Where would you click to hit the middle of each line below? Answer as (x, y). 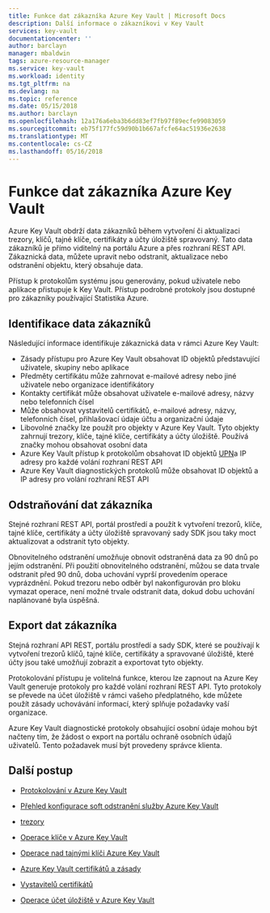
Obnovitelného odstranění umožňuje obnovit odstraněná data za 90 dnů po (133, 557)
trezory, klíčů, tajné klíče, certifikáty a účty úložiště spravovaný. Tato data (131, 240)
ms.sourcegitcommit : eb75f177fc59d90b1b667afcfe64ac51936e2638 (117, 129)
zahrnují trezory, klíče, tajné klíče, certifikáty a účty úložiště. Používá (134, 436)
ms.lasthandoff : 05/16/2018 (56, 151)
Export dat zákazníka (63, 625)
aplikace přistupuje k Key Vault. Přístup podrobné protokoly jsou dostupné (132, 290)
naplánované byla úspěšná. (54, 600)
